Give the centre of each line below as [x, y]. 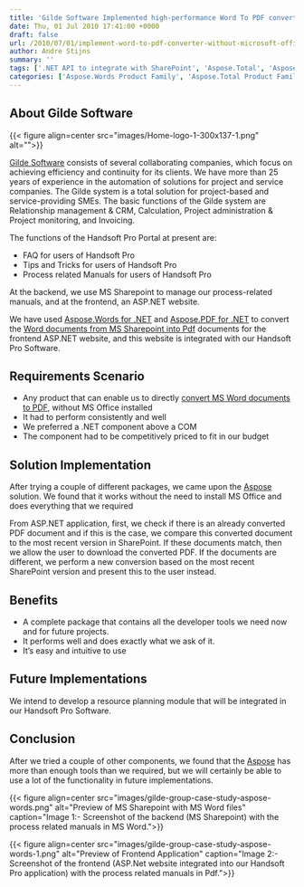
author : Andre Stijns [50, 52]
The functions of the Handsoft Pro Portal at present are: [113, 237]
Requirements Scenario [77, 376]
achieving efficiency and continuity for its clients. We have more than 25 [144, 172]
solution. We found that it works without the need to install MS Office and [146, 496]
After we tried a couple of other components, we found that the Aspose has [150, 760]
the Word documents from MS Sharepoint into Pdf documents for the [138, 329]
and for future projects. [66, 631]
